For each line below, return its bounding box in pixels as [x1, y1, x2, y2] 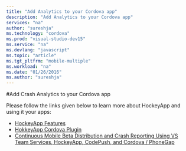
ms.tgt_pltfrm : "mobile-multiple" [6, 58, 92, 64]
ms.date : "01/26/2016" [6, 69, 62, 75]
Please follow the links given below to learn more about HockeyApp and [6, 102, 181, 109]
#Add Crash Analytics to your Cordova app [6, 91, 111, 98]
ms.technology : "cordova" [6, 31, 70, 37]
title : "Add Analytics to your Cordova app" [6, 8, 118, 15]
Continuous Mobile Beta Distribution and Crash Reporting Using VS [14, 132, 178, 139]
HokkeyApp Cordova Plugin [14, 126, 82, 133]
